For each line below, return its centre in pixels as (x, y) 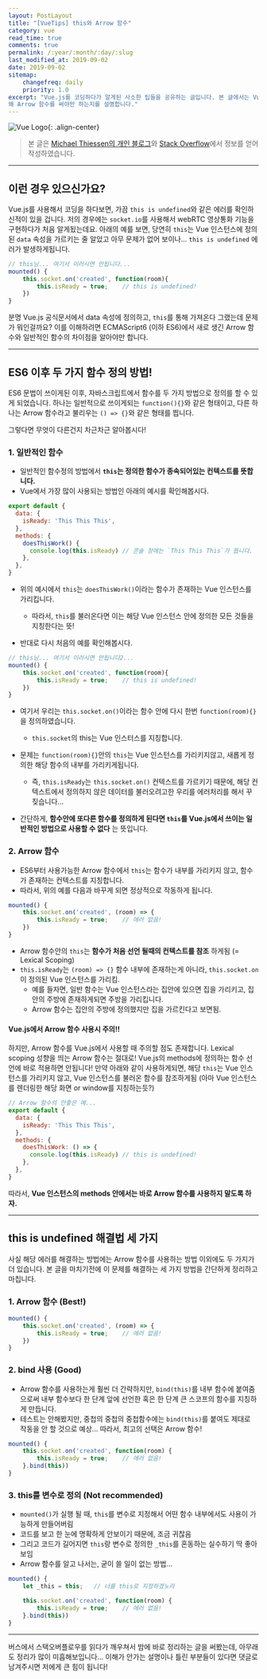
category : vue (32, 30)
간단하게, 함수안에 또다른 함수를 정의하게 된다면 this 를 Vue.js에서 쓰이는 (132, 819)
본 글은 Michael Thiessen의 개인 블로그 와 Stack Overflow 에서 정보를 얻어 (143, 143)
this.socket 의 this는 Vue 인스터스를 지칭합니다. (107, 738)
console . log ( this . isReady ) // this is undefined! (113, 1155)
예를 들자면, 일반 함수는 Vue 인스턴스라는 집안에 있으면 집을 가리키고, (139, 989)
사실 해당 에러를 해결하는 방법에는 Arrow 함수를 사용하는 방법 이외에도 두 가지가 (132, 1258)
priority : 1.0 (46, 90)
